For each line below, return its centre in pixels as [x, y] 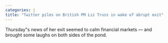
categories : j [20, 10]
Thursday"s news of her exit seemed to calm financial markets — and [79, 29]
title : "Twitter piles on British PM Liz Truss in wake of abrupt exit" [85, 15]
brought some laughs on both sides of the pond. [56, 35]
